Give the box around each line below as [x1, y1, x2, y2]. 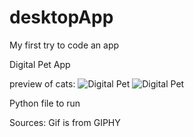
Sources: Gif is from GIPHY [9, 116, 121, 128]
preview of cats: [9, 77, 76, 90]
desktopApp [9, 6, 114, 29]
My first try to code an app [9, 39, 120, 51]
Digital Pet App [9, 58, 71, 70]
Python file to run [9, 97, 81, 109]
